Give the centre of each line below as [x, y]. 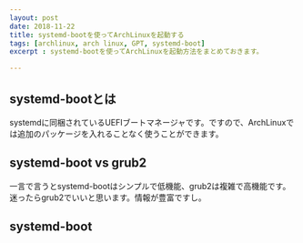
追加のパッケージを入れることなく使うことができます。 [120, 134]
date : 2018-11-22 [42, 26]
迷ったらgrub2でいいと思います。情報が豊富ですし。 [108, 197]
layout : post [34, 18]
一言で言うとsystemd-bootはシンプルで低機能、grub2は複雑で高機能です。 [150, 186]
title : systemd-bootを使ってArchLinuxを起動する [97, 35]
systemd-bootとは [63, 99]
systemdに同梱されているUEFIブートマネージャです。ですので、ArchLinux [148, 122]
